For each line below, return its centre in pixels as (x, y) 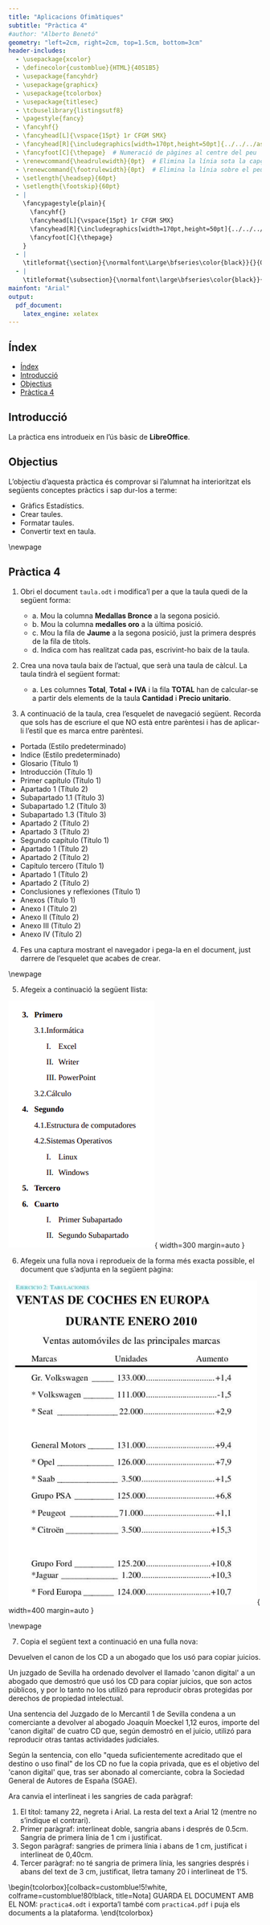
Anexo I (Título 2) (49, 908)
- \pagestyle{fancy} (50, 119)
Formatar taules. (47, 522)
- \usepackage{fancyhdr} (57, 76)
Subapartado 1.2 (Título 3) (63, 806)
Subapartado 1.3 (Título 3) (63, 814)
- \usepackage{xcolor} (53, 59)
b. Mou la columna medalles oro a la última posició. (117, 624)
